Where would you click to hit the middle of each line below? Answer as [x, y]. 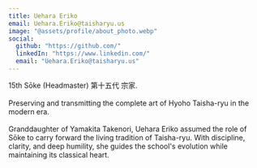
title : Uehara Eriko [43, 16]
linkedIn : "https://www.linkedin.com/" [83, 54]
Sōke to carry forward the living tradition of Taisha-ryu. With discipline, [127, 137]
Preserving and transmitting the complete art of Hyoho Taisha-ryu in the [129, 103]
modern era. [29, 111]
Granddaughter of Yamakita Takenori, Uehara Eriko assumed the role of [128, 129]
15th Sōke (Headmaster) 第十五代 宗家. [73, 85]
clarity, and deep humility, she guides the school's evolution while [118, 146]
